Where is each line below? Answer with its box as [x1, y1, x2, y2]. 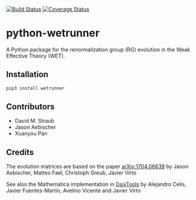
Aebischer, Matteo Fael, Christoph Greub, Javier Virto [6, 169, 137, 176]
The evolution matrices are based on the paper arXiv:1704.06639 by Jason [6, 163, 189, 170]
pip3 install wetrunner [6, 85, 65, 91]
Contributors [6, 101, 55, 112]
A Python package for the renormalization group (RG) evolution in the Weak [6, 46, 191, 53]
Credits [6, 147, 34, 157]
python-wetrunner [6, 27, 100, 40]
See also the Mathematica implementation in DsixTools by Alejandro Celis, [6, 181, 187, 188]
